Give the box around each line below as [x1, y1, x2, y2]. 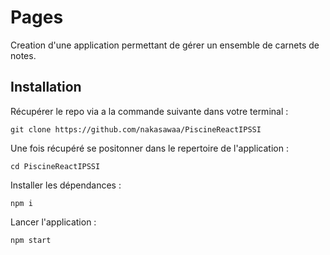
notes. [10, 49, 37, 61]
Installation [10, 79, 82, 96]
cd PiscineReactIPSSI [10, 161, 101, 171]
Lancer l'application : [10, 216, 97, 228]
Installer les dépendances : [10, 179, 122, 191]
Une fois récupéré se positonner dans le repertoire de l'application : [10, 142, 289, 154]
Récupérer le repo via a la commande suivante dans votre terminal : [10, 105, 289, 117]
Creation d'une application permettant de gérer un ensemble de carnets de [10, 39, 320, 51]
